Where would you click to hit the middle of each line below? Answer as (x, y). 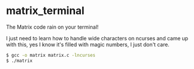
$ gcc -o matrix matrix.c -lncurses (51, 55)
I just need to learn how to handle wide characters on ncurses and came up (97, 38)
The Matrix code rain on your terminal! (52, 27)
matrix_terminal (45, 11)
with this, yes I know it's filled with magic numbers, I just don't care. (88, 44)
